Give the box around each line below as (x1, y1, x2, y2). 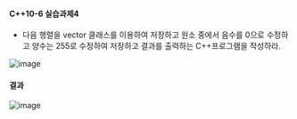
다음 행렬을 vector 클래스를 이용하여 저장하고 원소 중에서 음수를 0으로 (21, 29, 265, 40)
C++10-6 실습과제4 (9, 8, 79, 19)
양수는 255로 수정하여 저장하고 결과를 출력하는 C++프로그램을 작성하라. (31, 41, 281, 52)
